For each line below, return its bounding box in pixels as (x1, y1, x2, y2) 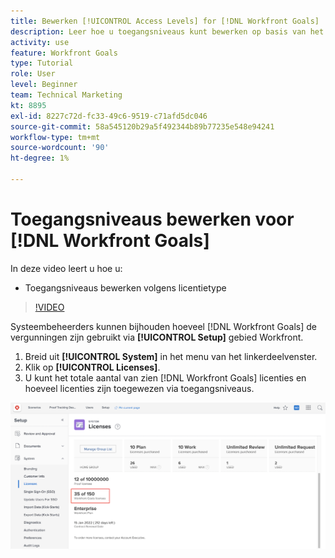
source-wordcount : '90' (10, 143, 110, 153)
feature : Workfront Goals (10, 48, 118, 58)
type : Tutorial (10, 58, 74, 69)
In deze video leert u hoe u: (10, 262, 123, 274)
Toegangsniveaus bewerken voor (10, 208, 295, 231)
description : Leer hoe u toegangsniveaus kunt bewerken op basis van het (10, 26, 325, 37)
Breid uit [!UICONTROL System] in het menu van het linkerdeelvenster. (24, 350, 318, 362)
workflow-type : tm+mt (10, 132, 101, 142)
